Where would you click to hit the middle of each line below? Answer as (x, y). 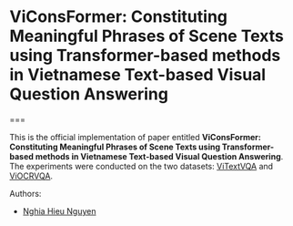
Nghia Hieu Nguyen (60, 211)
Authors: (25, 193)
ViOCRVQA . (31, 176)
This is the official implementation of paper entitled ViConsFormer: (135, 137)
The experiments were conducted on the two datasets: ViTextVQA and (141, 166)
